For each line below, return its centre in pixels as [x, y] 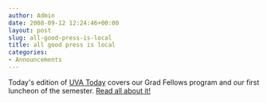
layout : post [30, 30]
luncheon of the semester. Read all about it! [80, 90]
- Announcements [35, 60]
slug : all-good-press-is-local [60, 38]
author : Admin [32, 15]
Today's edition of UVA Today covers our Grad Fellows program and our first [134, 82]
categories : [28, 52]
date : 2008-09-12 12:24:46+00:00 [64, 23]
